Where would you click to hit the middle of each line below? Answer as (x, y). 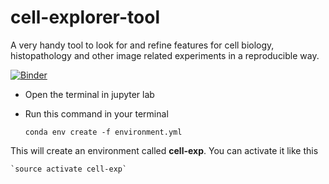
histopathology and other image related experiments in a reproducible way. (165, 55)
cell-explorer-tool (85, 17)
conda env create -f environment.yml (103, 132)
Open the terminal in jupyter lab (89, 94)
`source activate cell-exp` (69, 169)
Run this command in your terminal (96, 113)
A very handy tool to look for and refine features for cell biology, (142, 45)
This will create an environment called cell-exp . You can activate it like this (164, 150)
